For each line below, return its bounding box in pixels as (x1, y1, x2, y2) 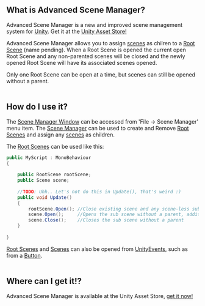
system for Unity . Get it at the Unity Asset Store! (6, 28, 127, 35)
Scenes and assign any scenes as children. (6, 131, 115, 138)
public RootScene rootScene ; (17, 171, 92, 178)
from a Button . (6, 252, 43, 259)
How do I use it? (6, 102, 68, 112)
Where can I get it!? (6, 276, 82, 286)
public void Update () (17, 194, 72, 201)
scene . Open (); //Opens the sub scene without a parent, (28, 211, 184, 218)
